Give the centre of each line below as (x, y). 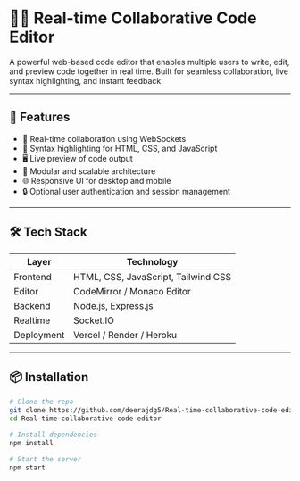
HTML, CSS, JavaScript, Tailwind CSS (152, 277)
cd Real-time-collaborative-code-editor (86, 419)
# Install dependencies (54, 435)
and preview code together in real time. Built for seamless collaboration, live (149, 71)
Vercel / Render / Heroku (125, 335)
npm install (31, 443)
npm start (28, 468)
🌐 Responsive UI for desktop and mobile (96, 180)
